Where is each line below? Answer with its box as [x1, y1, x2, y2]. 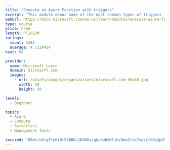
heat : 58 [5, 49, 24, 54]
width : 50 [18, 82, 39, 87]
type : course [5, 21, 33, 27]
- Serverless [10, 124, 37, 129]
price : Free [5, 26, 30, 31]
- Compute [10, 119, 30, 124]
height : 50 [18, 87, 42, 92]
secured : [5, 137, 24, 142]
